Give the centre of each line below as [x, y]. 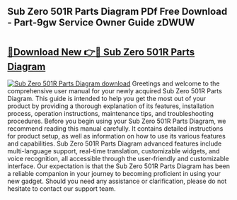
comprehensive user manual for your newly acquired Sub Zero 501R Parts [115, 91]
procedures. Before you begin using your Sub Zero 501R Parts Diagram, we [117, 121]
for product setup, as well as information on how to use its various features [117, 136]
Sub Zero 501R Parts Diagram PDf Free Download [117, 12]
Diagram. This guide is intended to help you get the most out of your [107, 99]
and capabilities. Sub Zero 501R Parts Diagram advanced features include [115, 143]
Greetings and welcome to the [176, 83]
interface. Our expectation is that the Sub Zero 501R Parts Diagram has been [118, 166]
